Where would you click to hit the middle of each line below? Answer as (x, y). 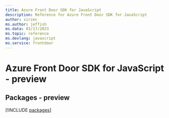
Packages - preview (38, 98)
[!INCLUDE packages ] (28, 110)
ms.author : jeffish (26, 24)
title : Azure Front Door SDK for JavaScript (53, 10)
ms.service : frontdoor (29, 43)
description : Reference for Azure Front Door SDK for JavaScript (76, 15)
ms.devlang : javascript (31, 39)
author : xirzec (21, 19)
